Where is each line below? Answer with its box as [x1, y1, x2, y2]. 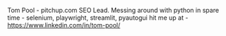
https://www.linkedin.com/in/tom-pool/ [7, 21, 121, 29]
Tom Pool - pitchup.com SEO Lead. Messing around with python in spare [7, 6, 220, 14]
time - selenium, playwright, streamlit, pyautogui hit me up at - [7, 13, 189, 22]
